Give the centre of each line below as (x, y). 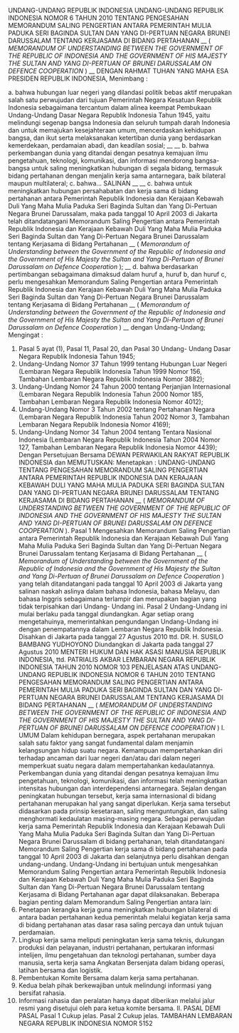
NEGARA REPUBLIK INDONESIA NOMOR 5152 (85, 1023)
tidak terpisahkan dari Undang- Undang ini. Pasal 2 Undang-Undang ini (123, 606)
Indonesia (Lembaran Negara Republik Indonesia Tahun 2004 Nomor (119, 439)
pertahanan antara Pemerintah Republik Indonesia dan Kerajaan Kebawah (116, 198)
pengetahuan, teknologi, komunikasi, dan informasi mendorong (101, 161)
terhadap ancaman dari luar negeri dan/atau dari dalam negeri (110, 758)
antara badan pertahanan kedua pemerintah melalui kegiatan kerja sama (124, 917)
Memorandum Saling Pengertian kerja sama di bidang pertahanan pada (123, 849)
